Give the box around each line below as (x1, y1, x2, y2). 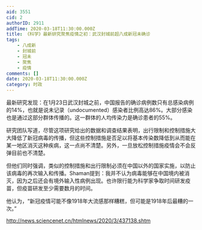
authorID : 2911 (6, 20, 44, 26)
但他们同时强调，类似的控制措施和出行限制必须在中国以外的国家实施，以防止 (6, 162, 196, 169)
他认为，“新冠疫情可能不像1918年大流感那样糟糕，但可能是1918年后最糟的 (6, 197, 188, 205)
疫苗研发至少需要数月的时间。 (22, 185, 96, 191)
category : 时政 (6, 82, 43, 88)
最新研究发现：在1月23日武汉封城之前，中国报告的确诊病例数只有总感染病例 (6, 99, 194, 106)
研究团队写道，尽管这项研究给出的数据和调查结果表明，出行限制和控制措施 (6, 127, 191, 134)
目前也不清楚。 (11, 149, 49, 157)
